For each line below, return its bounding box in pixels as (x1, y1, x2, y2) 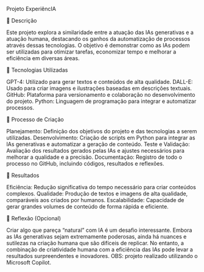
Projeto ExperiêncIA (6, 5, 57, 12)
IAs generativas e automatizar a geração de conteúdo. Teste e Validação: (6, 141, 190, 148)
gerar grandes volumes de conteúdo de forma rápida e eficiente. (6, 203, 169, 210)
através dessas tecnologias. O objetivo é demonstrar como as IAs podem (6, 42, 190, 49)
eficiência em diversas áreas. (6, 55, 80, 61)
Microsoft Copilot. (6, 259, 52, 266)
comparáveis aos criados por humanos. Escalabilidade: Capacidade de (6, 197, 185, 203)
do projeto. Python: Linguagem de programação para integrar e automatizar (6, 97, 197, 105)
